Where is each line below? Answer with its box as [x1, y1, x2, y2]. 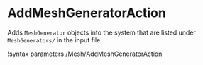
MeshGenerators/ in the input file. [7, 35, 103, 44]
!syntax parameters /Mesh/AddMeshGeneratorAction [7, 49, 163, 58]
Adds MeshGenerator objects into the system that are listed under [7, 28, 197, 37]
